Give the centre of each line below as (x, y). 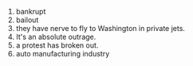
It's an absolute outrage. (56, 37)
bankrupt (31, 12)
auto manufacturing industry (63, 54)
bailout (27, 20)
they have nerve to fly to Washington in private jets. (100, 28)
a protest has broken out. (57, 45)
